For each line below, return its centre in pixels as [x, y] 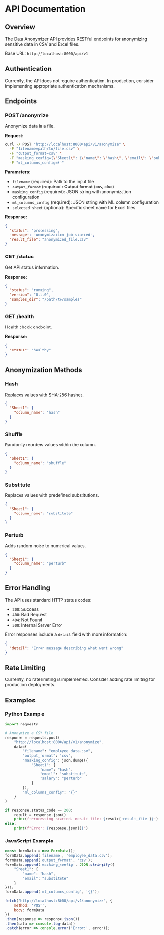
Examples [20, 700]
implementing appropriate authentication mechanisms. [60, 86]
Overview [20, 27]
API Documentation [45, 9]
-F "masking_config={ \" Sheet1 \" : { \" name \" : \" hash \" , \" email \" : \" [82, 158]
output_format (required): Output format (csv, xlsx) [63, 187]
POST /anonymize [27, 115]
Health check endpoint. [29, 327]
